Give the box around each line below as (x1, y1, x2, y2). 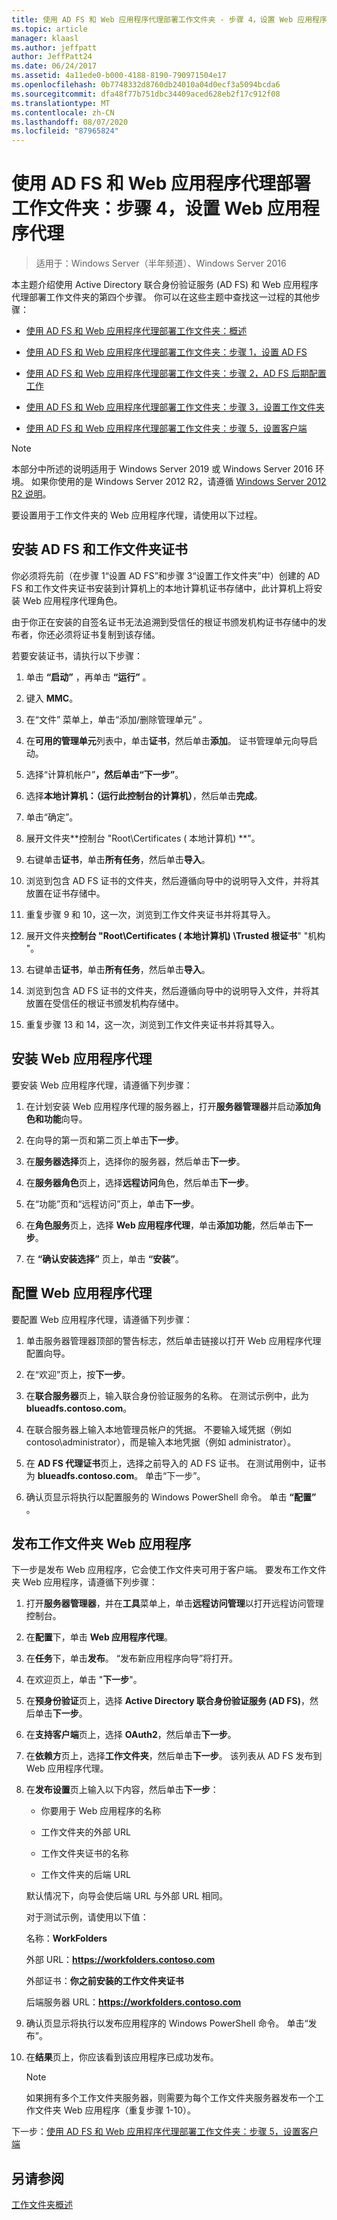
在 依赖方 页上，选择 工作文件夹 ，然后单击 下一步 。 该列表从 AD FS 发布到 (25, 1750, 323, 1762)
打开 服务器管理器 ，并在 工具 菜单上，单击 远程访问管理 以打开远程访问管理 (25, 1597, 324, 1610)
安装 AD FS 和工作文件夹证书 (11, 541, 188, 558)
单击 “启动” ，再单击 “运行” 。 (25, 671, 152, 683)
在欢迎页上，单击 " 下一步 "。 (25, 1674, 143, 1686)
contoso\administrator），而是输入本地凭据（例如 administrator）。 (25, 1436, 297, 1448)
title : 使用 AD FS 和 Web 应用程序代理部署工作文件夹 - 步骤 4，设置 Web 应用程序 (11, 14, 328, 25)
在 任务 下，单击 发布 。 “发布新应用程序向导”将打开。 (25, 1652, 239, 1665)
